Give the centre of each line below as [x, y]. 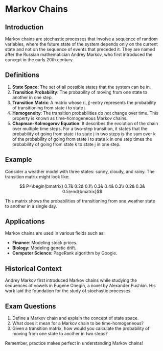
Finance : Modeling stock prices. [45, 243]
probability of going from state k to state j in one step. [66, 144]
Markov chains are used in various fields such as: [55, 233]
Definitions [22, 75]
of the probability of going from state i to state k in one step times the [82, 139]
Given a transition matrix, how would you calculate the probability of [81, 328]
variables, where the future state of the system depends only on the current [81, 44]
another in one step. [32, 97]
